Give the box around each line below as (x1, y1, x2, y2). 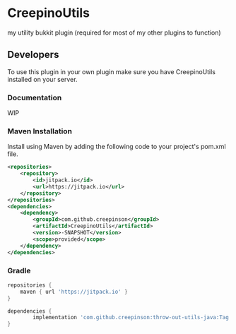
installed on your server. (7, 75, 78, 83)
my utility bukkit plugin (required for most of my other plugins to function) (7, 28, 221, 37)
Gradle (7, 266, 31, 275)
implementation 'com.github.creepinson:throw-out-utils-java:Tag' (33, 314, 232, 321)
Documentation (7, 93, 62, 102)
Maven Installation (7, 126, 73, 136)
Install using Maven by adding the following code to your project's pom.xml (7, 143, 226, 151)
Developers (7, 49, 59, 61)
